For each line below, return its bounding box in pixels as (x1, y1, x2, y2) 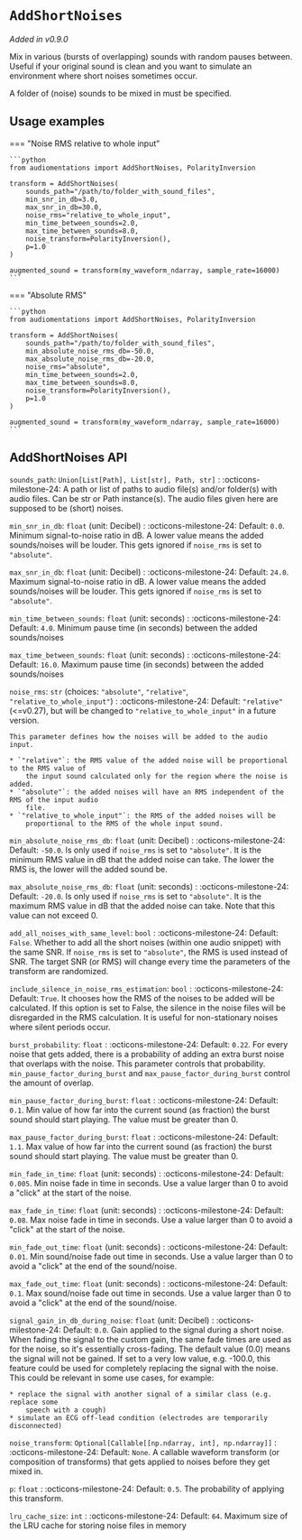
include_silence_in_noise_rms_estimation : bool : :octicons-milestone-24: (9, 982, 284, 994)
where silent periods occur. (9, 1021, 111, 1032)
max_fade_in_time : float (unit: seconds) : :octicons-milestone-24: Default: (9, 1204, 284, 1215)
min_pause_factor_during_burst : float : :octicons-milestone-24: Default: (9, 1094, 279, 1105)
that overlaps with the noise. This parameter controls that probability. (9, 1058, 266, 1069)
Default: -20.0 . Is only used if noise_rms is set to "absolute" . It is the (9, 890, 261, 901)
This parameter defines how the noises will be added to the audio (9, 732, 269, 742)
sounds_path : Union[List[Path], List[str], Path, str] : (9, 474, 221, 484)
